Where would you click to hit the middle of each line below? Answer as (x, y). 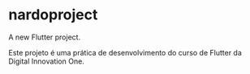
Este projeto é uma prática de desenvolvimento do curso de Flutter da (125, 52)
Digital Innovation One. (47, 61)
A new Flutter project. (45, 37)
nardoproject (53, 15)
